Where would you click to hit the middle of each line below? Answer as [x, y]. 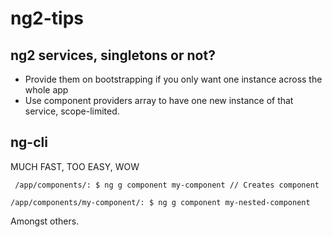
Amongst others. [45, 221]
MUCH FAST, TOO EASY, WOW [75, 166]
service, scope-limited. [72, 111]
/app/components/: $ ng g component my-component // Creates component [167, 185]
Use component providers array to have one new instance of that [159, 100]
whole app [46, 90]
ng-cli [29, 142]
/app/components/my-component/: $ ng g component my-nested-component [160, 202]
